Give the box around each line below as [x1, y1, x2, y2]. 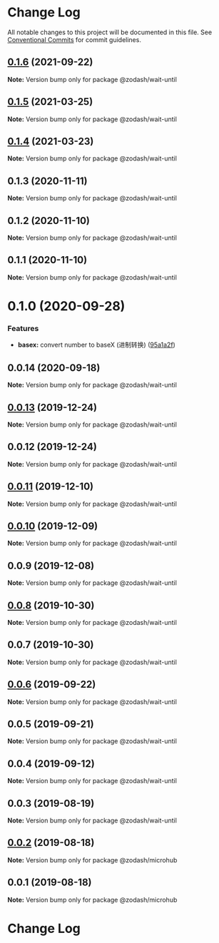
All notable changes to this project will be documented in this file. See [7, 28, 213, 36]
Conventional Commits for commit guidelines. [7, 35, 141, 44]
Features [7, 323, 39, 333]
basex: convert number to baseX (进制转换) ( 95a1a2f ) [17, 340, 176, 350]
